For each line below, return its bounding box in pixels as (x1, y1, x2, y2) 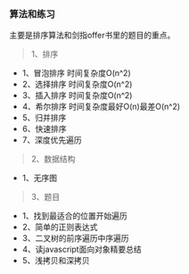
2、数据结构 (30, 154, 76, 164)
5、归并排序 (21, 112, 67, 123)
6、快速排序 (21, 123, 67, 135)
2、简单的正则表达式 (21, 221, 98, 233)
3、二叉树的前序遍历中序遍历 (21, 233, 129, 244)
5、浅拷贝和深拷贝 (21, 255, 91, 266)
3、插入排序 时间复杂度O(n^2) (21, 90, 133, 101)
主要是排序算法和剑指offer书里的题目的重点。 (9, 29, 176, 41)
